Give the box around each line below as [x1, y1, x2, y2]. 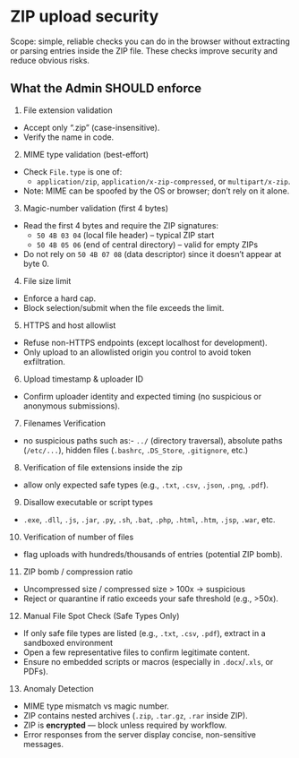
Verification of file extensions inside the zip [22, 461, 183, 472]
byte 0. [22, 258, 50, 269]
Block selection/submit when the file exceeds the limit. [22, 302, 225, 313]
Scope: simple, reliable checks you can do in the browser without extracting [10, 36, 290, 47]
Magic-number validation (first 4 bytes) [22, 202, 169, 213]
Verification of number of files [22, 531, 134, 542]
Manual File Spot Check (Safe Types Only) [22, 610, 180, 621]
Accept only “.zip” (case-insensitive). [22, 122, 160, 133]
